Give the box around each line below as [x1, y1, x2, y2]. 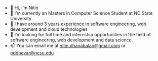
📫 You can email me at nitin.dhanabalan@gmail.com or [10, 43, 126, 48]
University [10, 16, 32, 21]
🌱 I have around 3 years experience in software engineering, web [10, 21, 146, 27]
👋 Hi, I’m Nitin [10, 5, 39, 11]
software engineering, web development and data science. [10, 37, 133, 43]
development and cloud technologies [10, 26, 88, 32]
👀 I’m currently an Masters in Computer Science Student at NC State [10, 10, 153, 16]
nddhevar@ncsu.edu [10, 50, 54, 55]
